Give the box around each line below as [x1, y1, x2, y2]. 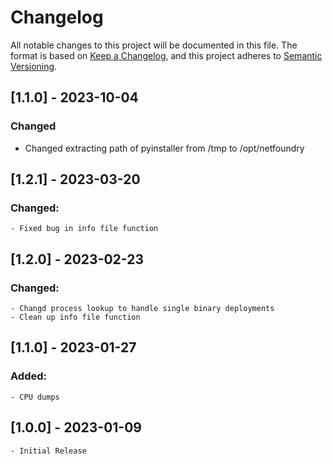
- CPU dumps [10, 392, 60, 402]
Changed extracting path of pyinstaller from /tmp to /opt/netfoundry [24, 142, 305, 154]
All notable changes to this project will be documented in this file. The [10, 39, 298, 51]
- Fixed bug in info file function [10, 224, 159, 234]
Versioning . [10, 60, 58, 72]
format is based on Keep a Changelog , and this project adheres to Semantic [10, 49, 323, 61]
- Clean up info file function [10, 312, 141, 322]
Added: [10, 369, 47, 383]
